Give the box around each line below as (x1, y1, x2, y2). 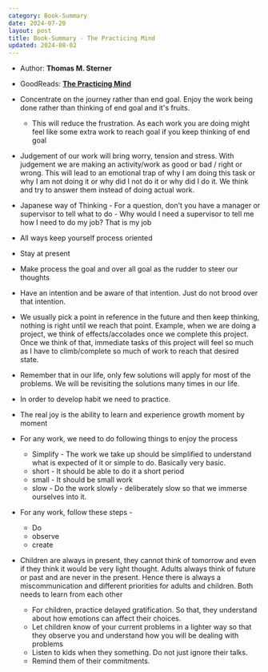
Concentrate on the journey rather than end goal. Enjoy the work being (19, 95, 254, 104)
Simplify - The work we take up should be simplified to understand (31, 449, 252, 459)
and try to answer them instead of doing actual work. (19, 185, 194, 195)
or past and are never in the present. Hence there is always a (19, 573, 222, 582)
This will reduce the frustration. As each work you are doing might (31, 119, 250, 128)
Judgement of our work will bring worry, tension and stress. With (19, 151, 234, 161)
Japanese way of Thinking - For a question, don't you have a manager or (19, 201, 261, 211)
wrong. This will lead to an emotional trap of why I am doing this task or (19, 168, 256, 178)
